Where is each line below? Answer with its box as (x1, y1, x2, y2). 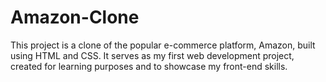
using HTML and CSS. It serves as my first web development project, (10, 49, 295, 61)
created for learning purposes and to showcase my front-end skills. (10, 60, 288, 72)
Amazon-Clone (10, 6, 140, 29)
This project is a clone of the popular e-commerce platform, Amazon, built (10, 39, 316, 51)
